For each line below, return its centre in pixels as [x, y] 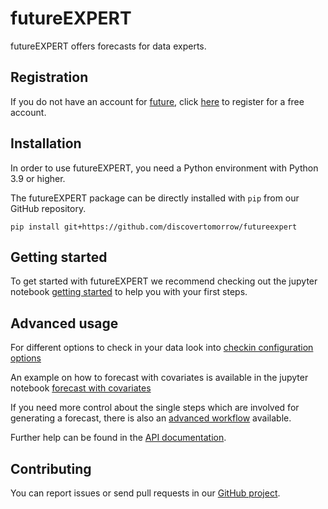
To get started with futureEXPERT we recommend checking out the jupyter [164, 281]
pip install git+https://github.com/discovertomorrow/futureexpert [154, 227]
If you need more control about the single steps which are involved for [155, 408]
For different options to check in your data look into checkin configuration [162, 348]
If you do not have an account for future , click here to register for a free [157, 101]
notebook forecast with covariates [81, 388]
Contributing [51, 468]
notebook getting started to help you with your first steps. [129, 292]
